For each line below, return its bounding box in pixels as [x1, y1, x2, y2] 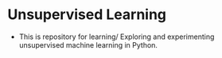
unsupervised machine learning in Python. [18, 40, 158, 49]
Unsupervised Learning [7, 6, 167, 24]
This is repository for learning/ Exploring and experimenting [18, 32, 215, 41]
